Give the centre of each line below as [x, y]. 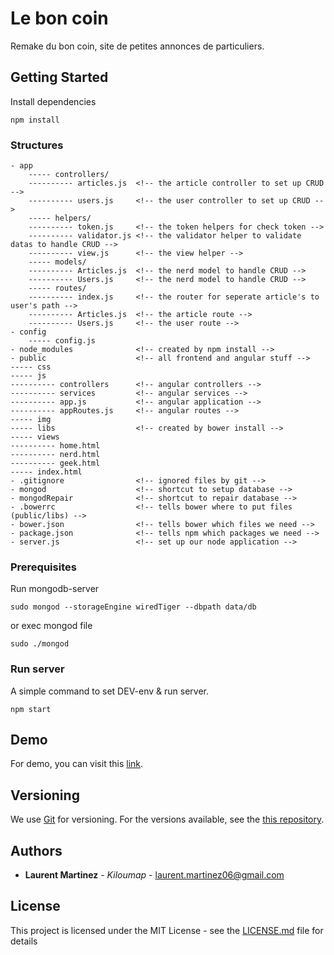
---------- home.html [55, 446]
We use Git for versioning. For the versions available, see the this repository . [167, 819]
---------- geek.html [55, 463]
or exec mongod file [51, 626]
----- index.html [46, 472]
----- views [35, 437]
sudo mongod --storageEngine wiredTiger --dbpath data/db [133, 607]
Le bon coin [59, 18]
